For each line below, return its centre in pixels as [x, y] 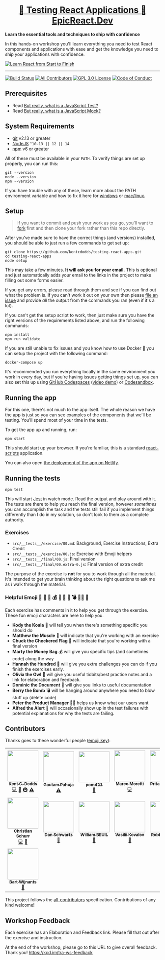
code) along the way [33, 658]
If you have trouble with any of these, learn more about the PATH [70, 190]
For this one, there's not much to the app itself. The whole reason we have [80, 410]
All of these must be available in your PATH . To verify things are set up [75, 158]
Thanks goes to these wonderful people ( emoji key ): [58, 741]
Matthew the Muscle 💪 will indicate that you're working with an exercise [85, 635]
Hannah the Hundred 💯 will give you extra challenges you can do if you [84, 664]
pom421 [94, 785]
